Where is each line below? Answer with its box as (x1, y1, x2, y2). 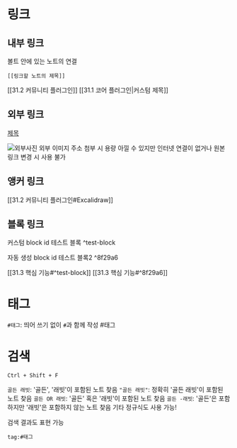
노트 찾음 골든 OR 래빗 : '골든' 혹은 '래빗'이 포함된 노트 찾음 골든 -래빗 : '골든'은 (7, 394, 217, 403)
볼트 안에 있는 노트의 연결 (7, 57, 78, 65)
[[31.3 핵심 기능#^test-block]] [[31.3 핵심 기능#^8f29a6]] (7, 269, 168, 277)
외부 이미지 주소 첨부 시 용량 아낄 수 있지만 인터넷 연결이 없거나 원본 (38, 143, 226, 152)
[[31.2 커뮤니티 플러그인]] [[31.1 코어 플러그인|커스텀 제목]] (7, 86, 168, 94)
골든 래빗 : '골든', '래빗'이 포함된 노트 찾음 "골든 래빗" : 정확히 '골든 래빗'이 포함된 (7, 386, 224, 394)
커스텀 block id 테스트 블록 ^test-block (7, 238, 116, 247)
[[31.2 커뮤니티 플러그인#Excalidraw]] (7, 196, 113, 204)
